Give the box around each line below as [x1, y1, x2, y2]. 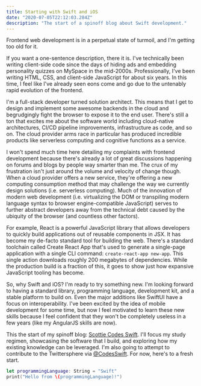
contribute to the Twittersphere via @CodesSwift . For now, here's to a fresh [6, 350, 194, 358]
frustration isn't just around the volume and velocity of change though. [6, 168, 182, 175]
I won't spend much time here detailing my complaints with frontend [6, 148, 175, 156]
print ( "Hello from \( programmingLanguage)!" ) [6, 374, 122, 380]
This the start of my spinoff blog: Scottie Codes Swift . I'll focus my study [6, 331, 186, 338]
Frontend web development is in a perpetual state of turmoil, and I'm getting [6, 37, 195, 44]
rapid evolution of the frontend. [6, 87, 84, 94]
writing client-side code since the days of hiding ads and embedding [6, 61, 176, 68]
